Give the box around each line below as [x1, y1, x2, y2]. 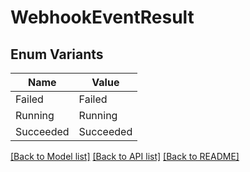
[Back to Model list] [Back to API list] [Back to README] [10, 151, 240, 162]
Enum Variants [10, 46, 104, 63]
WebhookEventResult [10, 6, 195, 29]
